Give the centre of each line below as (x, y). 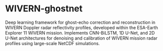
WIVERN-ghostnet (44, 9)
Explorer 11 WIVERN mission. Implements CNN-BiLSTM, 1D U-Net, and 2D (80, 33)
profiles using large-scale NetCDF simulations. (53, 43)
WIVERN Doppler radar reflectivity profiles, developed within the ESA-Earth (81, 27)
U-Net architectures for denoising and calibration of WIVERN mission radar (81, 38)
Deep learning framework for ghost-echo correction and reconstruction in (80, 22)
